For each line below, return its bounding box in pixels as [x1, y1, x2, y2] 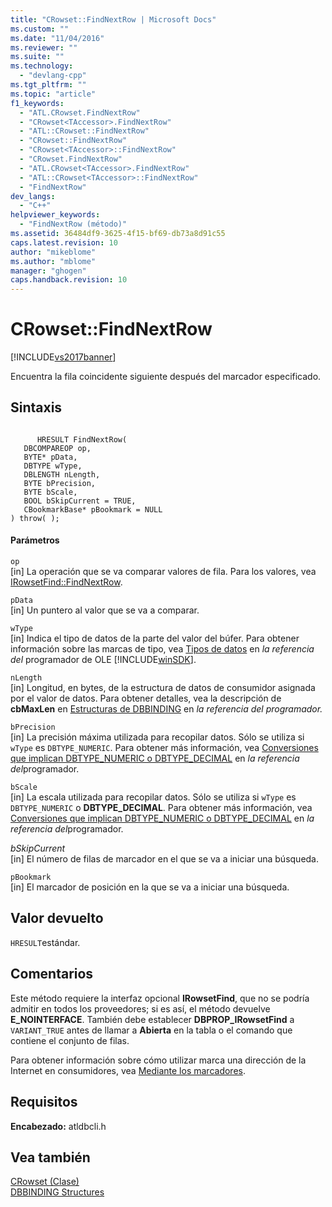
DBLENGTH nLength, [23, 469, 101, 480]
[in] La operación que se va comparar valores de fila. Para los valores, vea [10, 566, 317, 578]
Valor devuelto [10, 910, 104, 927]
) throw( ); [10, 513, 60, 523]
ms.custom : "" [10, 24, 70, 34]
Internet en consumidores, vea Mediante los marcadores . [10, 1064, 246, 1076]
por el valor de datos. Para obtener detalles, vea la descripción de [10, 692, 282, 705]
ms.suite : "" [10, 52, 65, 62]
